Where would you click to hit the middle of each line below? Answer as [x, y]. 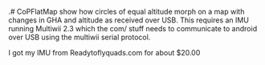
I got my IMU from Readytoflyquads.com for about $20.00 [104, 53]
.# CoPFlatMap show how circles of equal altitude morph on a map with [126, 12]
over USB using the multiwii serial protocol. [79, 37]
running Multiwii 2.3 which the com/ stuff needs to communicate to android [133, 28]
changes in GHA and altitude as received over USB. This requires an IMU [128, 20]
